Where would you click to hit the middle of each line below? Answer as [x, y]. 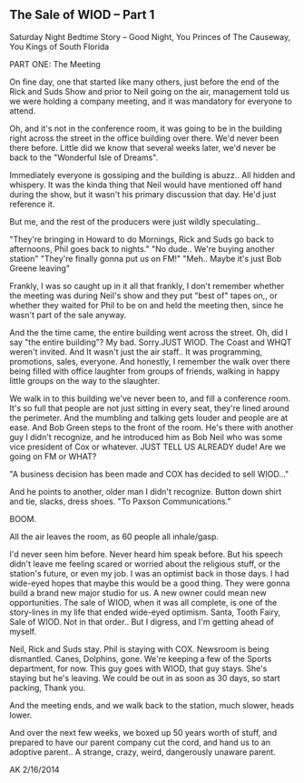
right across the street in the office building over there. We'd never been [144, 138]
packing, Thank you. [48, 688]
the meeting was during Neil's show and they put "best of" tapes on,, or [144, 296]
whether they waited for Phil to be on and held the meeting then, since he [147, 305]
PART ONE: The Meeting [55, 64]
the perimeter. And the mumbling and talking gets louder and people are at [149, 417]
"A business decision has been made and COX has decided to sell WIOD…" [149, 474]
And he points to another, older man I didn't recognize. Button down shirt [146, 491]
